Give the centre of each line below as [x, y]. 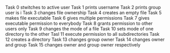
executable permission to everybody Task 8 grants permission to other [79, 23]
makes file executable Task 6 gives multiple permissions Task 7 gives [77, 18]
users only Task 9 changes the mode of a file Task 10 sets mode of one [79, 29]
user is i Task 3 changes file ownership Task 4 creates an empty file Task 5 [83, 13]
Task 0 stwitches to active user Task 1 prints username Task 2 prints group [83, 7]
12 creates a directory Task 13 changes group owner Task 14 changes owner [85, 39]
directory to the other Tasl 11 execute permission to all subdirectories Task [82, 34]
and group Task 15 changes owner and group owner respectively [73, 45]
